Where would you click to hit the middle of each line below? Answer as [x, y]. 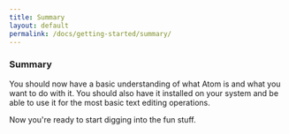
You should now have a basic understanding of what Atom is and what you [145, 84]
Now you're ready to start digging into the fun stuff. [103, 119]
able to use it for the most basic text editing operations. [110, 102]
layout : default [39, 26]
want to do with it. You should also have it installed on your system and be [144, 93]
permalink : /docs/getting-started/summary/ [91, 33]
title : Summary [37, 17]
